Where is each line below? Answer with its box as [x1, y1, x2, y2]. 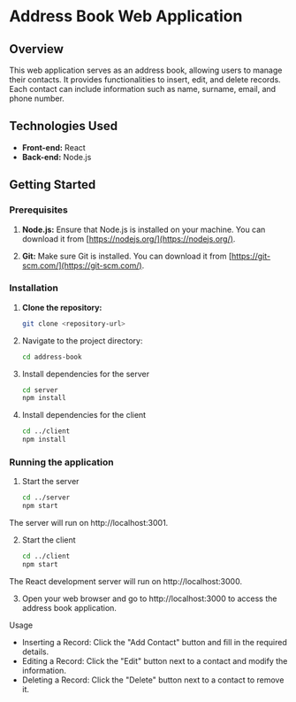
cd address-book [21, 352, 82, 361]
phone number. [9, 93, 65, 104]
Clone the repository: [21, 302, 102, 312]
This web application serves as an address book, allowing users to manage [9, 65, 283, 75]
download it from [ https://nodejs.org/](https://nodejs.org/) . [21, 233, 236, 244]
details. [21, 646, 49, 657]
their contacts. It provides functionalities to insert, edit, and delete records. [9, 74, 281, 85]
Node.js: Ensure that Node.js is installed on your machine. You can [21, 224, 266, 235]
